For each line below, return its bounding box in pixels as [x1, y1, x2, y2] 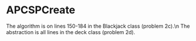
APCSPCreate [6, 3, 75, 17]
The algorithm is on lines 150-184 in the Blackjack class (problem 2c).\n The [6, 23, 190, 29]
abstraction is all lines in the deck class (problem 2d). [6, 28, 135, 35]
